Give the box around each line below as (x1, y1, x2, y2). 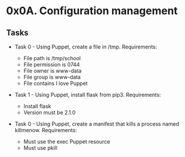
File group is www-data (23, 74, 81, 80)
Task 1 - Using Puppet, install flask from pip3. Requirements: (14, 91, 161, 98)
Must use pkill (23, 145, 58, 151)
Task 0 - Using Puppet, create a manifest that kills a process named (14, 120, 180, 127)
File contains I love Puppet (23, 80, 88, 87)
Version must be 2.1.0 (23, 109, 76, 116)
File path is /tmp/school (23, 55, 81, 61)
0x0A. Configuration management (6, 4, 178, 18)
